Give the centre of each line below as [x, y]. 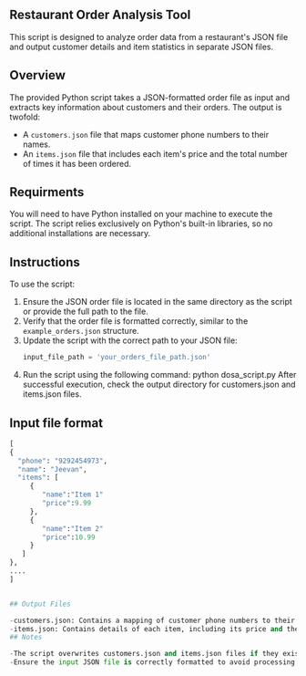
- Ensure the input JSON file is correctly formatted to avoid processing [153, 662]
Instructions [45, 262]
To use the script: [42, 284]
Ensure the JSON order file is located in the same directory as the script [158, 302]
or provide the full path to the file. [85, 312]
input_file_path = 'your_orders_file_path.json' [117, 358]
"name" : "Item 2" [73, 528]
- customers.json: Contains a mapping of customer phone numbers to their [153, 620]
